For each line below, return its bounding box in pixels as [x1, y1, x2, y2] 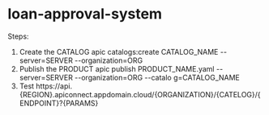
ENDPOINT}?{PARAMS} [19, 98, 99, 108]
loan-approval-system [7, 5, 163, 23]
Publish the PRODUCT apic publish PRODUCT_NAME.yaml [19, 64, 216, 73]
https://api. [35, 81, 73, 91]
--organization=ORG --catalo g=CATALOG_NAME [75, 72, 241, 82]
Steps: [7, 31, 29, 41]
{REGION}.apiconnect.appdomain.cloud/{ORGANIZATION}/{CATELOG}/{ [19, 89, 261, 99]
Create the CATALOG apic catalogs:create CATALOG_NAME [19, 47, 219, 56]
